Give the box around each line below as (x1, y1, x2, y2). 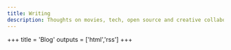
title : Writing (7, 10, 51, 17)
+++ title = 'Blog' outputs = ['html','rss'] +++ (7, 35, 133, 43)
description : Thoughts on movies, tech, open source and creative (7, 16, 201, 23)
